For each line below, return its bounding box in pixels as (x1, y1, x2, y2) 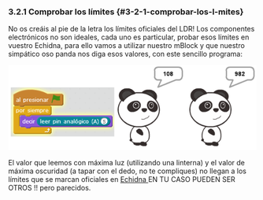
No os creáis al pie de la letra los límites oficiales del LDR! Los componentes (8, 24, 255, 34)
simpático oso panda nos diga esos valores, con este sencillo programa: (8, 50, 243, 59)
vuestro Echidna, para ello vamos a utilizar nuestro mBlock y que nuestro (8, 41, 246, 50)
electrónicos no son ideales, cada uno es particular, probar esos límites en (8, 32, 250, 42)
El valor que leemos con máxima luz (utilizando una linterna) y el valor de (8, 158, 246, 168)
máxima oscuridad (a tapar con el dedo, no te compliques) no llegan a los (8, 166, 246, 176)
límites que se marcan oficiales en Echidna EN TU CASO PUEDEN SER (8, 175, 236, 184)
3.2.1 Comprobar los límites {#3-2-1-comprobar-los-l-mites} (8, 6, 244, 17)
